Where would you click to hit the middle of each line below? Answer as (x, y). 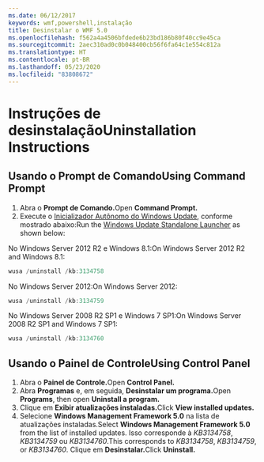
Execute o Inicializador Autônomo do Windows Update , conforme (126, 216)
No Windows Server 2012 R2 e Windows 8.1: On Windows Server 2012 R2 (126, 248)
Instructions (49, 147)
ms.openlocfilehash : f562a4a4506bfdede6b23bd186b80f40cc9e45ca (115, 38)
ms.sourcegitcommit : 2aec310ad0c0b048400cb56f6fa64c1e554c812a (115, 45)
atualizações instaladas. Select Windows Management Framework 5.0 (135, 425)
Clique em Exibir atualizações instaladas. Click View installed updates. (137, 407)
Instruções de (55, 114)
